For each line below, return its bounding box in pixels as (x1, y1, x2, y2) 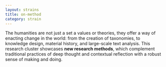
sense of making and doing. (5, 57, 62, 63)
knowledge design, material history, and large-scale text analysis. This (5, 41, 150, 47)
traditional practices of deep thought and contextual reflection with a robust (5, 51, 161, 57)
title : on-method (5, 12, 41, 17)
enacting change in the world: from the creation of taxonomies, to (5, 35, 140, 41)
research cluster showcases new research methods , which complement (5, 46, 155, 52)
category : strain (5, 16, 41, 21)
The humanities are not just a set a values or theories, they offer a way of (5, 30, 156, 36)
